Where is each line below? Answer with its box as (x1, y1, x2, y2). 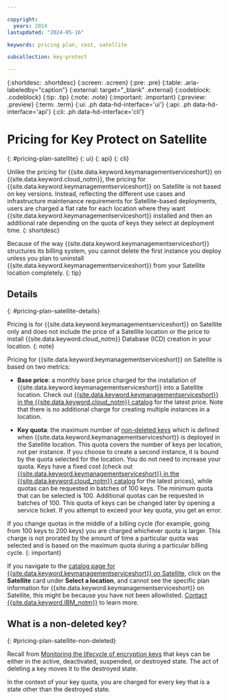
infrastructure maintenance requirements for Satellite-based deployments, (7, 197, 218, 205)
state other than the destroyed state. (7, 685, 111, 693)
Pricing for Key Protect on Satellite (7, 132, 207, 148)
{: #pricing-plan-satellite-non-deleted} (7, 636, 117, 644)
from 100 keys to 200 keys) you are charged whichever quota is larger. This (7, 526, 221, 534)
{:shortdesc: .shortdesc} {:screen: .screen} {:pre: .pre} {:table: (7, 78, 183, 87)
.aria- (183, 78, 199, 87)
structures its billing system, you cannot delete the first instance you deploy (7, 247, 222, 255)
